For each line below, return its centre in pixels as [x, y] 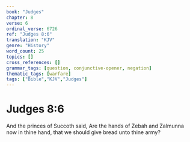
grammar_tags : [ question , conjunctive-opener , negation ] [79, 68]
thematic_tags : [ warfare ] [38, 74]
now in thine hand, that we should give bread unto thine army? [84, 132]
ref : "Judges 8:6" [29, 34]
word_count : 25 [25, 51]
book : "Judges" [25, 12]
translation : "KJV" [31, 40]
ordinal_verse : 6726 [32, 29]
